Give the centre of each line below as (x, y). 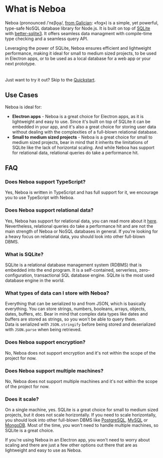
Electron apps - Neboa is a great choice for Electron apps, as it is (78, 116)
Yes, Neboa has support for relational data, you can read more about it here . (81, 221)
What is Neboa (35, 9)
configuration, (19, 275)
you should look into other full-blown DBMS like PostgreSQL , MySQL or (77, 420)
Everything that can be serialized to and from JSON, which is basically (75, 304)
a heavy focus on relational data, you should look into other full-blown (75, 236)
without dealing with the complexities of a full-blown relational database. (85, 132)
